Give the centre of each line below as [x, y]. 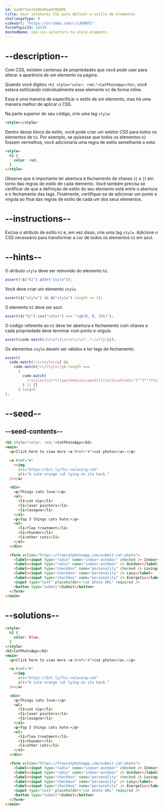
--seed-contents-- [34, 432]
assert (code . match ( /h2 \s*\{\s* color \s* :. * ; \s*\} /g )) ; [61, 339]
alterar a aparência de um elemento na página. [52, 75]
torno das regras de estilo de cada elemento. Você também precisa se [75, 184]
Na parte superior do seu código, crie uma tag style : [58, 113]
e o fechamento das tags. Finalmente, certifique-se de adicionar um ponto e [81, 194]
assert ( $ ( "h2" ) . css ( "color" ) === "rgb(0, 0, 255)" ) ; [59, 316]
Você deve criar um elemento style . [41, 289]
